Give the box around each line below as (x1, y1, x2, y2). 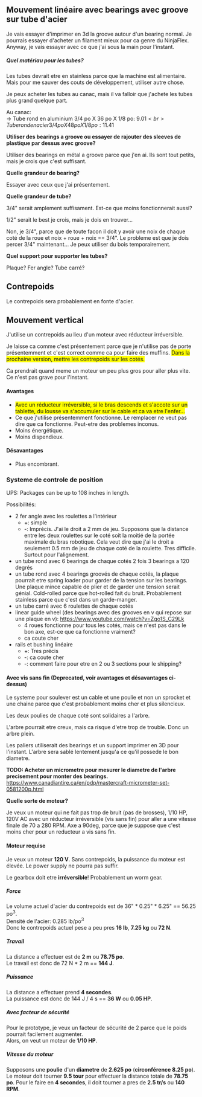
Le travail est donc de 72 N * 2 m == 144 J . (6, 959, 115, 967)
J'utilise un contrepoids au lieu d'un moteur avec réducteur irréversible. (6, 331, 184, 338)
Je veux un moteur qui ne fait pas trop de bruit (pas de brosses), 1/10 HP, (6, 809, 188, 816)
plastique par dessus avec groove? (6, 139, 96, 147)
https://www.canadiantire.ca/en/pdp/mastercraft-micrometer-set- (6, 779, 170, 787)
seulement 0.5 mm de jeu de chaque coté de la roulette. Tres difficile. (24, 545, 197, 552)
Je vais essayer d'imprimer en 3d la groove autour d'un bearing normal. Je (6, 30, 192, 37)
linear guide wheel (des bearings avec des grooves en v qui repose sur (14, 609, 192, 616)
